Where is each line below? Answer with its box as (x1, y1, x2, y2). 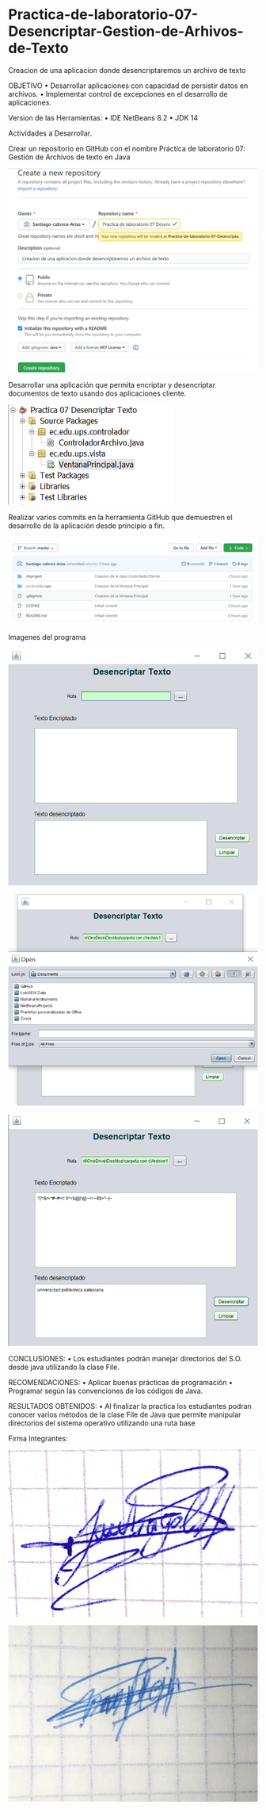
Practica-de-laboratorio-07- (8, 6, 199, 24)
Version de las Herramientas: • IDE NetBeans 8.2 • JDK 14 (8, 113, 199, 122)
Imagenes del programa (8, 633, 86, 642)
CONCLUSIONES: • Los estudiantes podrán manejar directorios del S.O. (8, 1354, 243, 1364)
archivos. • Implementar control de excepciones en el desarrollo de (8, 89, 228, 98)
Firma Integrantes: (8, 1433, 68, 1444)
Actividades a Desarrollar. (8, 128, 93, 138)
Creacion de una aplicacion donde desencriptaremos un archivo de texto (8, 65, 246, 75)
